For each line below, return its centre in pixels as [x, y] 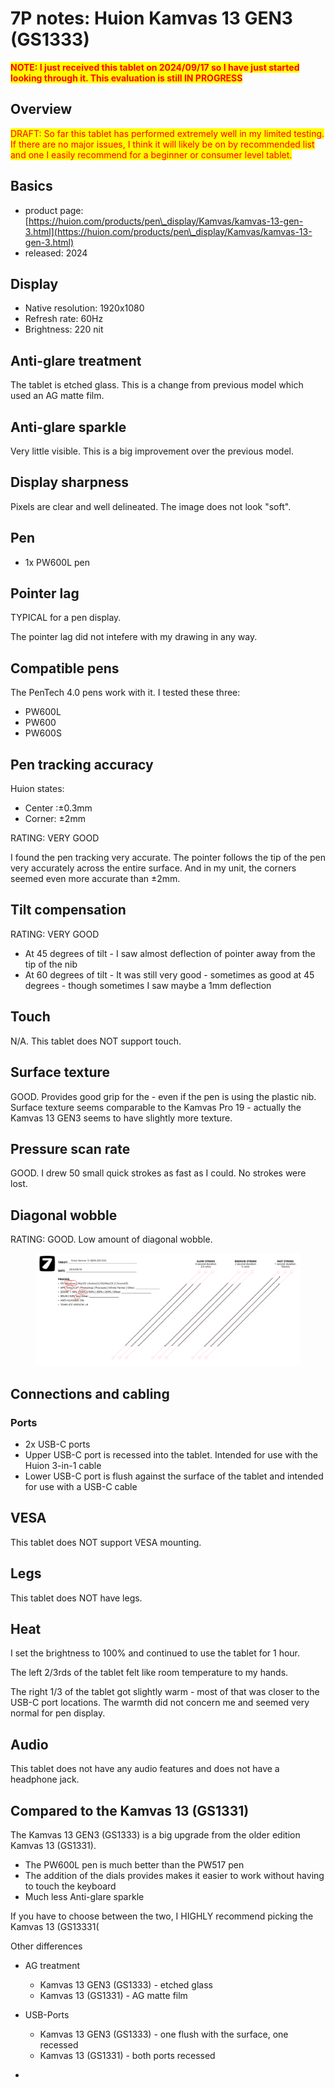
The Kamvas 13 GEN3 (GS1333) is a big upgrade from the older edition [155, 1834]
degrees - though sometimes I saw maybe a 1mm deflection [148, 985]
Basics [31, 186]
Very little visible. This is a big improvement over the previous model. [152, 451]
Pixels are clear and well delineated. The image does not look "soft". [151, 506]
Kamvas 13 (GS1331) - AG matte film [113, 1995]
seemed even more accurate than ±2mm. [95, 879]
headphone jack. [45, 1779]
